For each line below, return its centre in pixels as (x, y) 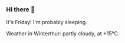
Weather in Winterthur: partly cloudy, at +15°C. (63, 34)
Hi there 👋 (21, 9)
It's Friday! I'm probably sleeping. (47, 22)
